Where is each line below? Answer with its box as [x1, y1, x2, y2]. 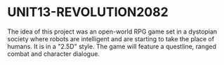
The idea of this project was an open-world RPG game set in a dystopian [7, 27, 218, 36]
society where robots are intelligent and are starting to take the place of [7, 34, 215, 43]
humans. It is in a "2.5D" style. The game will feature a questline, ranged [7, 42, 216, 50]
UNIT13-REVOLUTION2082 [7, 4, 169, 20]
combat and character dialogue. [7, 50, 100, 58]
